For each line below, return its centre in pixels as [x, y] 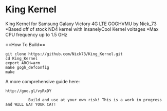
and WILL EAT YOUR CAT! [31, 104]
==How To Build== [25, 44]
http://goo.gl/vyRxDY [29, 91]
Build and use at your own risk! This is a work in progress [95, 100]
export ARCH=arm [23, 63]
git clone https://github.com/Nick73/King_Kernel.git [64, 54]
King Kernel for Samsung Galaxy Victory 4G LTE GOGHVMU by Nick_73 [81, 24]
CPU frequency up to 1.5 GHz [36, 34]
